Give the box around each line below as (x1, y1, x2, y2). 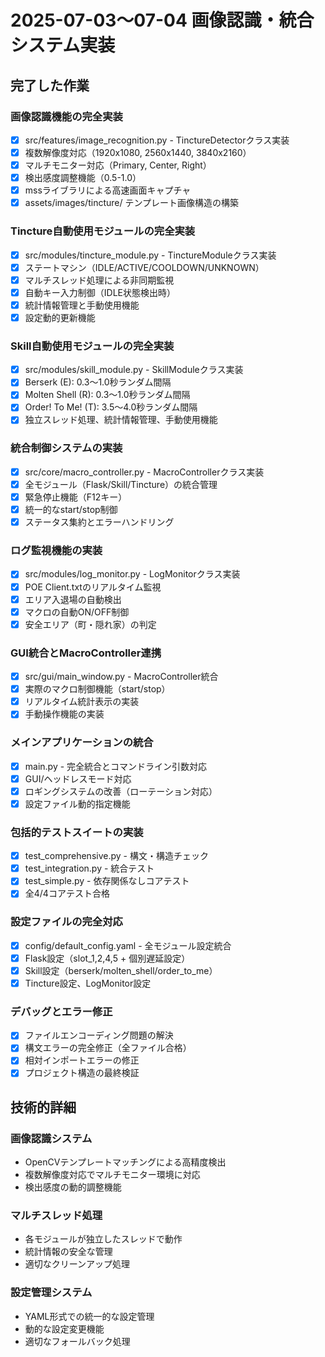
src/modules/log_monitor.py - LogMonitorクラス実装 (24, 568, 241, 580)
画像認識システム (10, 1131, 93, 1145)
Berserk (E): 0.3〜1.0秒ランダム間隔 (24, 376, 172, 388)
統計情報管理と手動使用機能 (24, 299, 140, 311)
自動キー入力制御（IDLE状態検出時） (24, 286, 176, 298)
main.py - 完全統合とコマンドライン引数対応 (24, 760, 208, 772)
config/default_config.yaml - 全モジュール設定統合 (24, 939, 232, 951)
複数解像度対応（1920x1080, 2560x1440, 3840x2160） (24, 146, 252, 158)
